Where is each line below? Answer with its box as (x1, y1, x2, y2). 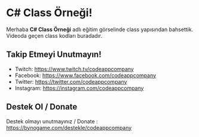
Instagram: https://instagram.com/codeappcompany (14, 84, 144, 92)
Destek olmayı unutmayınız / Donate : (6, 117, 98, 125)
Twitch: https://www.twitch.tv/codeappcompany (14, 65, 134, 72)
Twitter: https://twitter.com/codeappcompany (14, 78, 127, 85)
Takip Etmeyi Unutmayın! (6, 50, 102, 60)
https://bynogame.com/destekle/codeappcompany (6, 124, 132, 131)
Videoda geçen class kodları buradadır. (6, 32, 103, 39)
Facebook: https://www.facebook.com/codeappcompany (14, 72, 157, 79)
